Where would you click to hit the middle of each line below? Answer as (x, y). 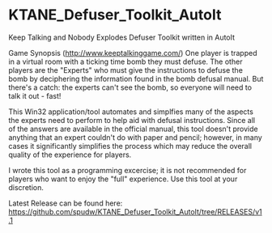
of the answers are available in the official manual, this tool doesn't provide (133, 129)
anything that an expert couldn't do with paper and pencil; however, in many (136, 137)
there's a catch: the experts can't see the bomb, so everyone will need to (130, 87)
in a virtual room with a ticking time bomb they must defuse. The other (125, 61)
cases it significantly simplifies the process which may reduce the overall (130, 146)
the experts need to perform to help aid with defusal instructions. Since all (132, 120)
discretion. (26, 187)
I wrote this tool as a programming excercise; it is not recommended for (127, 170)
